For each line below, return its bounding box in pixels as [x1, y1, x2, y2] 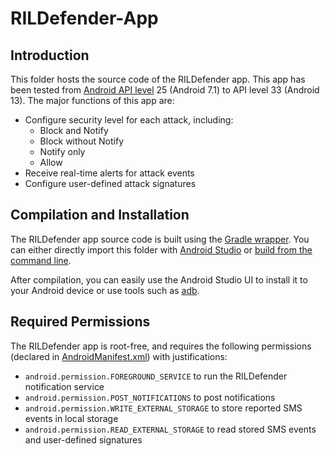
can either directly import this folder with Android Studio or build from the [10, 243, 313, 256]
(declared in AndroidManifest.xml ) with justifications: [10, 350, 228, 362]
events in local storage [24, 412, 119, 424]
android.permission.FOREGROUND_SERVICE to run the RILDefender [24, 370, 288, 382]
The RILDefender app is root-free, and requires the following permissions [10, 340, 312, 352]
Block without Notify [39, 135, 125, 147]
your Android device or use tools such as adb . [10, 284, 200, 296]
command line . [10, 254, 72, 266]
